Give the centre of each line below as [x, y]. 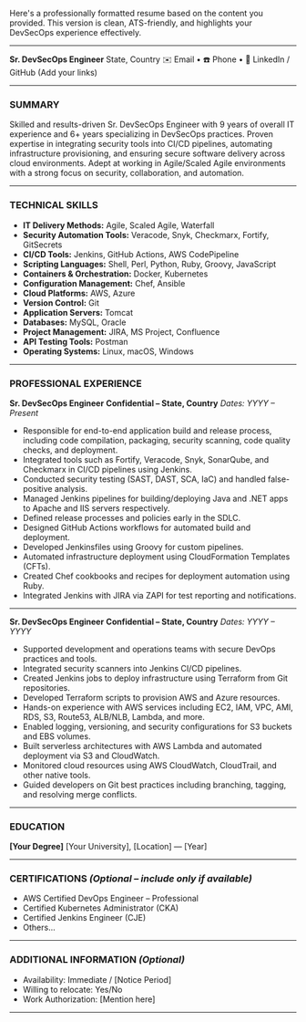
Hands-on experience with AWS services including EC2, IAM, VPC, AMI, [158, 707]
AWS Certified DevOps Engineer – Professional [110, 899]
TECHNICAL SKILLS [54, 205]
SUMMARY [35, 104]
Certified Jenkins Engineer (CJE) [84, 918]
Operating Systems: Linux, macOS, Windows [108, 351]
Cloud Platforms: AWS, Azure [79, 293]
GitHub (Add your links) [54, 73]
